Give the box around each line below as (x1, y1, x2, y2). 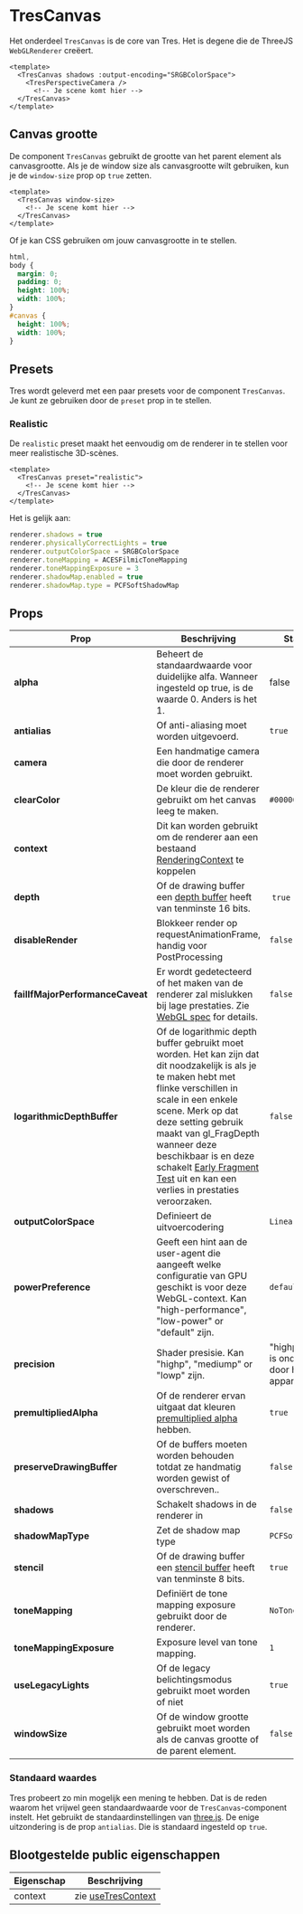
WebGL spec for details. (156, 1010, 259, 1023)
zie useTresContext (74, 1890, 156, 1902)
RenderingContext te (156, 854, 244, 867)
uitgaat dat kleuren (156, 1401, 236, 1414)
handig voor (156, 940, 207, 952)
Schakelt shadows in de (156, 1498, 257, 1511)
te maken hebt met (156, 1071, 236, 1084)
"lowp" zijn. (156, 1369, 206, 1382)
